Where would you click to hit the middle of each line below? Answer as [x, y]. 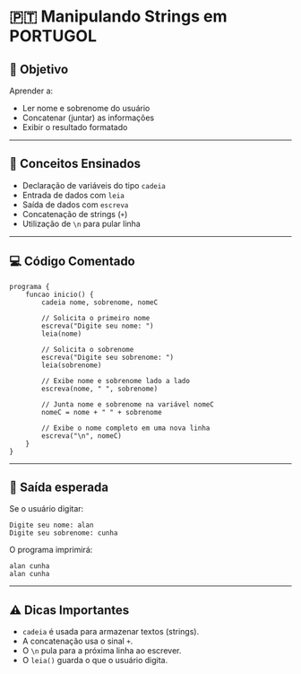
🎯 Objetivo [39, 69]
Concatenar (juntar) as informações [88, 118]
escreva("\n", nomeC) [82, 436]
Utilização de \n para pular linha [81, 223]
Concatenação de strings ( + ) [75, 214]
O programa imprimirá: [51, 550]
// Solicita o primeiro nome [96, 318]
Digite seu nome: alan [52, 525]
